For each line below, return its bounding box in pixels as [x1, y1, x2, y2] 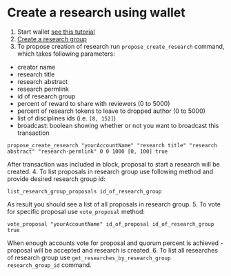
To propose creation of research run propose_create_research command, [17, 42, 225, 50]
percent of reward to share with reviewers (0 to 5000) [17, 99, 170, 107]
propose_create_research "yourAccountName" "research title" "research [7, 142, 217, 149]
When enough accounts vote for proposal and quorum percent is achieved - [7, 239, 223, 247]
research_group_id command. [7, 260, 92, 269]
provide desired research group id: [7, 174, 106, 183]
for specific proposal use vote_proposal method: [7, 207, 145, 215]
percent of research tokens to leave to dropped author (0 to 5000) [17, 107, 205, 115]
